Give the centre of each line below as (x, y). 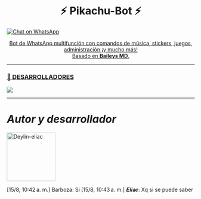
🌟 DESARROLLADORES (40, 76)
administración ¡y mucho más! (101, 49)
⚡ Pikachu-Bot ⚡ (101, 11)
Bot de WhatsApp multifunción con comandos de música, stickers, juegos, (101, 43)
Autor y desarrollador (62, 119)
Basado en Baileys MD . (101, 56)
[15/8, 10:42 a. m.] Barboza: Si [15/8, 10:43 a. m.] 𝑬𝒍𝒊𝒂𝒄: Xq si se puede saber (100, 190)
